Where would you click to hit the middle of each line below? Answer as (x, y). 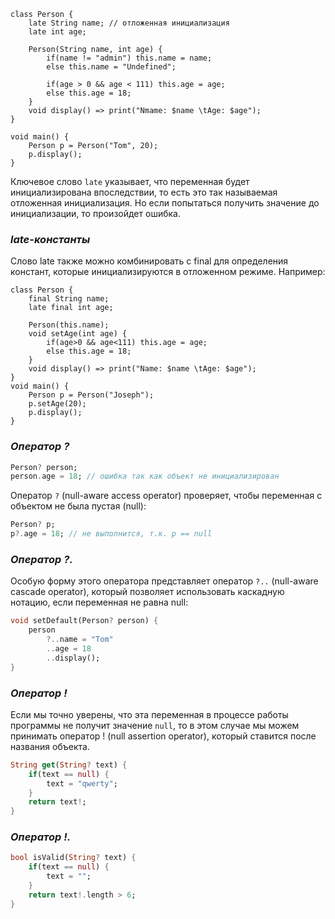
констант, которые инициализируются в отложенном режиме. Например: (168, 272)
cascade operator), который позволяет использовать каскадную (147, 592)
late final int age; (71, 308)
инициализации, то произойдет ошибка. (95, 213)
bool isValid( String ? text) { (73, 858)
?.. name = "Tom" (80, 640)
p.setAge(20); (57, 404)
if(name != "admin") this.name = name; (129, 58)
